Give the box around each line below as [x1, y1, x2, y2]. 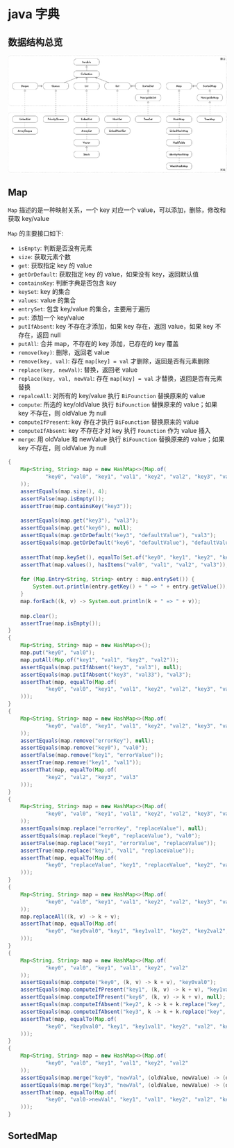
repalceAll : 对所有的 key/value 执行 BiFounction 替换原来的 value [17, 392, 206, 400]
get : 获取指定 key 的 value [17, 261, 92, 270]
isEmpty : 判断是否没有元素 [17, 244, 92, 252]
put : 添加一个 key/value [17, 313, 85, 322]
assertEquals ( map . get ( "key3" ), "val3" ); [20, 517, 139, 525]
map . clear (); [20, 612, 58, 619]
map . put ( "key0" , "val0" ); [20, 649, 96, 656]
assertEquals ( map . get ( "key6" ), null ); [20, 525, 133, 532]
